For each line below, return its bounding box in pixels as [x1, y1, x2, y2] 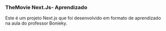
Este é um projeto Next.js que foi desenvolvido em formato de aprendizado [5, 15, 161, 21]
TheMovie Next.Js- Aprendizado [5, 4, 87, 11]
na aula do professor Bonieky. [5, 20, 67, 26]
